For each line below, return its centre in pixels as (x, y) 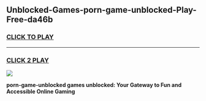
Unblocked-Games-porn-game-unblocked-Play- (102, 10)
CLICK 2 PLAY (28, 60)
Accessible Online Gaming (41, 91)
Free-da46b (30, 20)
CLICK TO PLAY (30, 37)
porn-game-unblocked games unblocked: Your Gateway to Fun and (94, 84)
